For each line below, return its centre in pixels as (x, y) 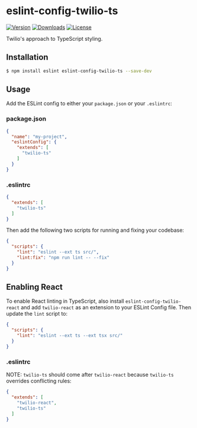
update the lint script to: (37, 314)
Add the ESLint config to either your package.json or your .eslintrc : (89, 103)
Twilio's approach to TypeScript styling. (54, 38)
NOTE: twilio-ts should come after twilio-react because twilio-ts (90, 375)
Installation (27, 57)
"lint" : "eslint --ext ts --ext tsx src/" (70, 336)
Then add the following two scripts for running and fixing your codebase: (95, 230)
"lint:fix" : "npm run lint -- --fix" (63, 258)
